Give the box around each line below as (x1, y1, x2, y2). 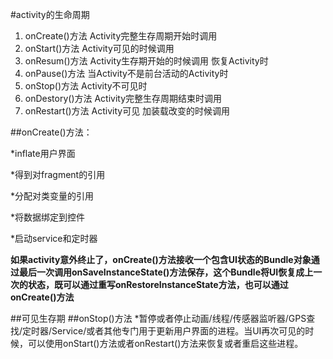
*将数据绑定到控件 (10, 211, 86, 223)
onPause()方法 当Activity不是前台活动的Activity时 (24, 68, 229, 79)
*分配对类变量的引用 (10, 190, 95, 202)
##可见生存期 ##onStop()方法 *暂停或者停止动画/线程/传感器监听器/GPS (10, 313, 307, 324)
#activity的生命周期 (10, 9, 90, 20)
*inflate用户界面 (10, 148, 76, 159)
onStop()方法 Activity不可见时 (24, 80, 148, 92)
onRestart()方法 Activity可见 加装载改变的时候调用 (24, 105, 231, 117)
